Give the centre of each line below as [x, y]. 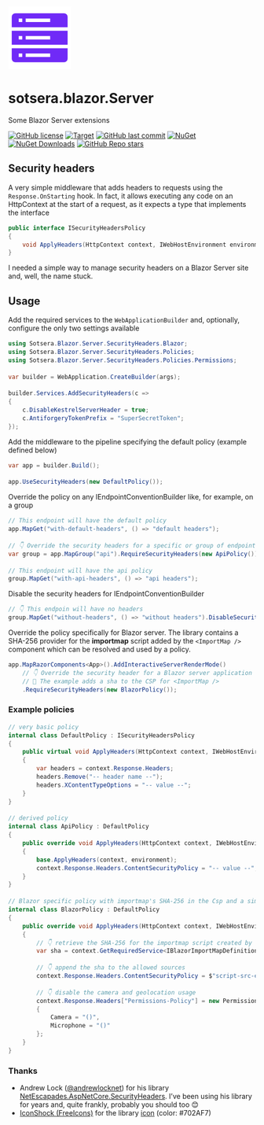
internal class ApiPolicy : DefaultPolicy [79, 827]
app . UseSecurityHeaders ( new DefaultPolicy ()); [86, 482]
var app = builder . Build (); [54, 465]
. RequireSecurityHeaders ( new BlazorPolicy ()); [100, 690]
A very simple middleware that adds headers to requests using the [115, 187]
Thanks [23, 1071]
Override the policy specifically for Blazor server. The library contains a [123, 633]
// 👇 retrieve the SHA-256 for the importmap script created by [145, 942]
